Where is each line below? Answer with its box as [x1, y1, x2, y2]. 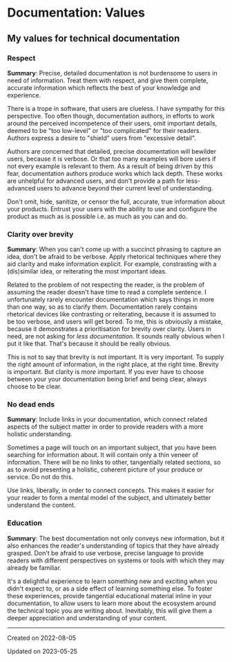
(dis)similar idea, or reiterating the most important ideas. [7, 267, 167, 276]
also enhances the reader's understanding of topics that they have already [7, 542, 220, 550]
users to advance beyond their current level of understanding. [37, 184, 213, 192]
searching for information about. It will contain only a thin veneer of [7, 451, 199, 459]
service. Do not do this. [7, 473, 74, 481]
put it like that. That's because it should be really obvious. [7, 339, 171, 348]
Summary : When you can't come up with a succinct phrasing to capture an [7, 245, 222, 253]
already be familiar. [7, 563, 62, 572]
